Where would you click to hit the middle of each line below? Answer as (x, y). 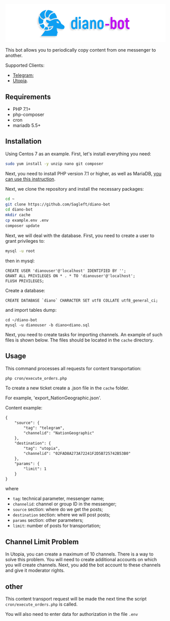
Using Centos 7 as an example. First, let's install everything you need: (78, 154)
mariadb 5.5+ (26, 125)
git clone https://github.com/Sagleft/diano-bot (58, 204)
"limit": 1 (35, 469)
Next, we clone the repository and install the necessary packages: (75, 189)
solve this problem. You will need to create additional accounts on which (81, 560)
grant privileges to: (25, 241)
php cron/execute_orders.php (36, 378)
